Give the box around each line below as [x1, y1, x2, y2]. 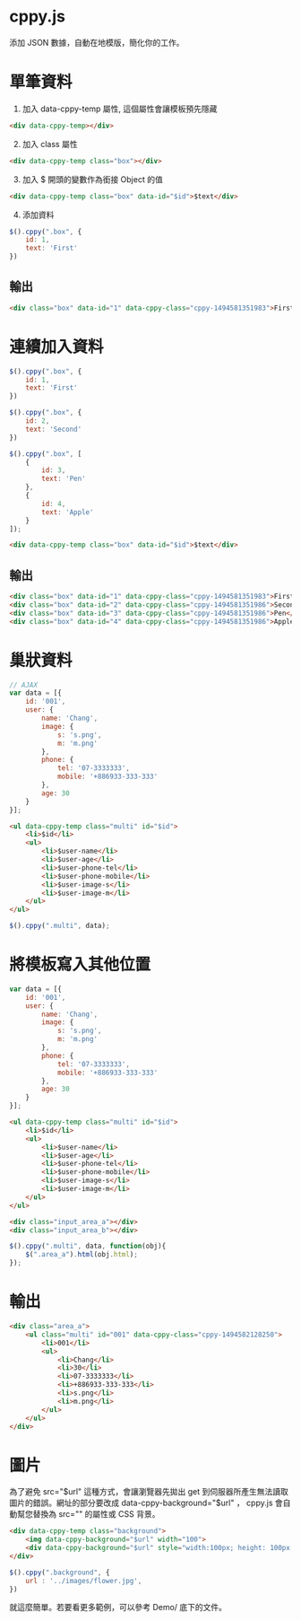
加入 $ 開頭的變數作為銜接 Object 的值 [21, 173, 163, 185]
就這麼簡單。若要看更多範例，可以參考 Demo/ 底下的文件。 [9, 1602, 227, 1613]
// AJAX [9, 680, 39, 689]
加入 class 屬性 [21, 138, 78, 149]
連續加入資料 [9, 337, 105, 356]
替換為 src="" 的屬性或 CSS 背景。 [32, 1509, 160, 1520]
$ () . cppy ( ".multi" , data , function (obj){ [9, 1241, 167, 1251]
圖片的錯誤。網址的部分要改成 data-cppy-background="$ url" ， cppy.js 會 [9, 1497, 284, 1509]
